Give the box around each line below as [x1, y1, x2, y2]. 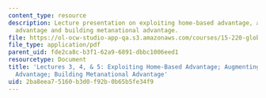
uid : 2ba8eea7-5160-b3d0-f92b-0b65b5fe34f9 [8, 77, 154, 85]
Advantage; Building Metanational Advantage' [15, 70, 169, 78]
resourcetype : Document [8, 56, 87, 64]
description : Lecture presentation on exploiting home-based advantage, [8, 19, 253, 27]
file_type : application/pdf [8, 41, 101, 49]
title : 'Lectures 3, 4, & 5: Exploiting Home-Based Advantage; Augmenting [8, 63, 260, 71]
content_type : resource [8, 11, 87, 20]
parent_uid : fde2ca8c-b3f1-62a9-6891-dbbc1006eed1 [8, 48, 179, 56]
